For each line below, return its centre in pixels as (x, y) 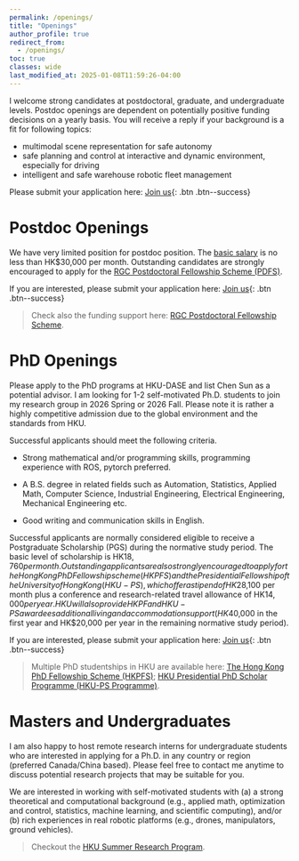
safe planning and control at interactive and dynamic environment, (143, 156)
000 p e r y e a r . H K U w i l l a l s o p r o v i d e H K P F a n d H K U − (97, 604)
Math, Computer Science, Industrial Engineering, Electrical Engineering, (153, 494)
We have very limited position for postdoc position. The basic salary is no (144, 252)
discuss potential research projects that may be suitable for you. (127, 774)
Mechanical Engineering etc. (74, 503)
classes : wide (36, 68)
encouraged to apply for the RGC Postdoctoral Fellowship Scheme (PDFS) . (146, 271)
